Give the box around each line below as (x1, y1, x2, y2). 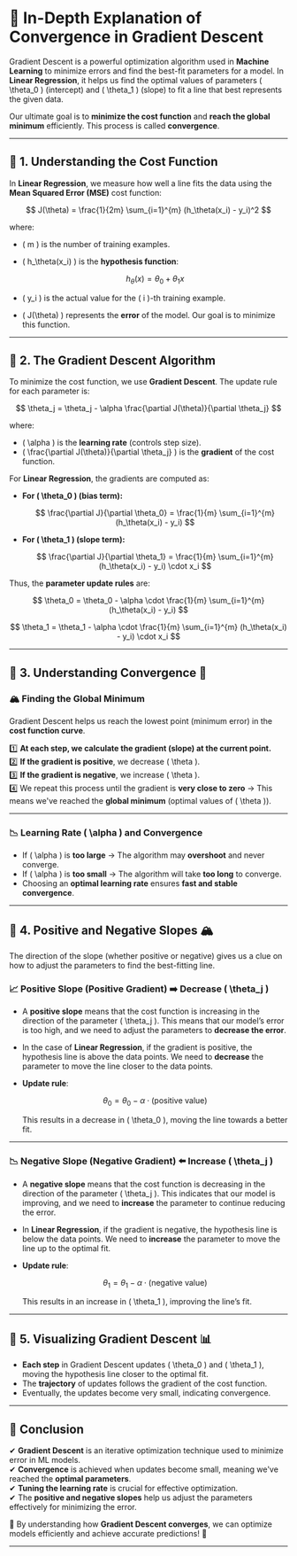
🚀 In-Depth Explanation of (9, 8, 202, 28)
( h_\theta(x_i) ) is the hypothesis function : (21, 256, 179, 267)
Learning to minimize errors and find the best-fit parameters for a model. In (9, 66, 285, 76)
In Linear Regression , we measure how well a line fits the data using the (9, 177, 272, 189)
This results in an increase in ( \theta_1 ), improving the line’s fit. (21, 1296, 252, 1307)
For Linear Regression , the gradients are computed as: (9, 473, 209, 484)
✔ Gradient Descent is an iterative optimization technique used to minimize (9, 1444, 285, 1456)
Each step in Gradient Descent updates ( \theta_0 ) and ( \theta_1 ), (21, 1359, 265, 1370)
